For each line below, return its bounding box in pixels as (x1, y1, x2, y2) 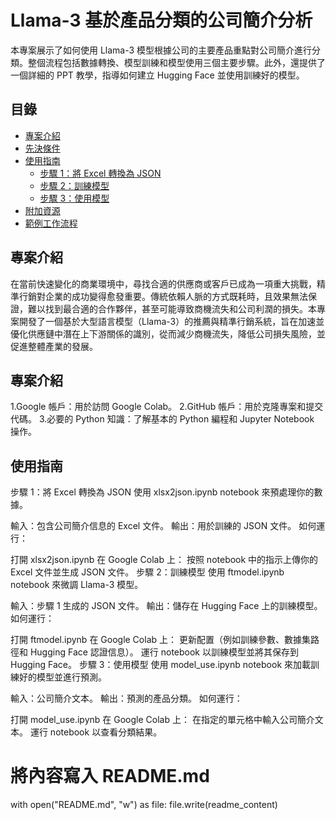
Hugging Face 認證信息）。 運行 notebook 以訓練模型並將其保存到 (29, 646, 299, 658)
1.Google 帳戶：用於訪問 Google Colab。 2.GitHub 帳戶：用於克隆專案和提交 (10, 401, 324, 413)
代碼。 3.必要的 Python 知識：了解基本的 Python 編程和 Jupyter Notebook (10, 413, 315, 425)
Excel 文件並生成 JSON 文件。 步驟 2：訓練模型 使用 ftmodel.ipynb (10, 566, 285, 578)
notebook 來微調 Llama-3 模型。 (10, 579, 144, 591)
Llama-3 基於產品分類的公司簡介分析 (10, 9, 313, 32)
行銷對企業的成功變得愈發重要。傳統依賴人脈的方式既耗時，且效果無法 (18, 290, 308, 302)
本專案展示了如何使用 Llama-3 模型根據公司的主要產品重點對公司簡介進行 (10, 44, 313, 56)
